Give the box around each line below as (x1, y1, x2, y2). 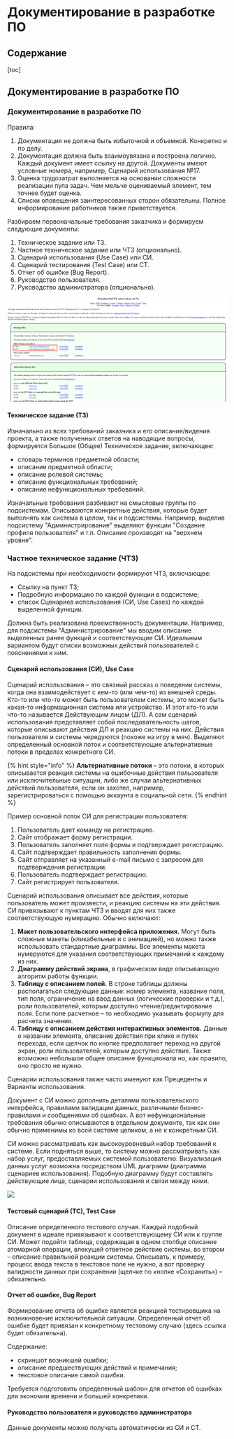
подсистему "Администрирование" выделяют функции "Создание (7, 521, 205, 529)
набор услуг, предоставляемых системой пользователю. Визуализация (7, 1154, 221, 1163)
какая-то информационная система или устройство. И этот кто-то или (7, 703, 219, 711)
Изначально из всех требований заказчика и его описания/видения (7, 427, 210, 435)
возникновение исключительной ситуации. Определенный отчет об (7, 1314, 211, 1322)
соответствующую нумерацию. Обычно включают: (7, 913, 161, 922)
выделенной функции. (17, 605, 84, 614)
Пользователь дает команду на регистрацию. (17, 825, 155, 834)
